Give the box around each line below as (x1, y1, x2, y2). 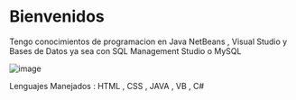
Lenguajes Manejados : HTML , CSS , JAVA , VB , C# (9, 80, 205, 91)
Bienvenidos (9, 6, 106, 27)
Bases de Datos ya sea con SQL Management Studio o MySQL (9, 45, 242, 56)
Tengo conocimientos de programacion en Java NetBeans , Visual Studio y (9, 36, 288, 47)
